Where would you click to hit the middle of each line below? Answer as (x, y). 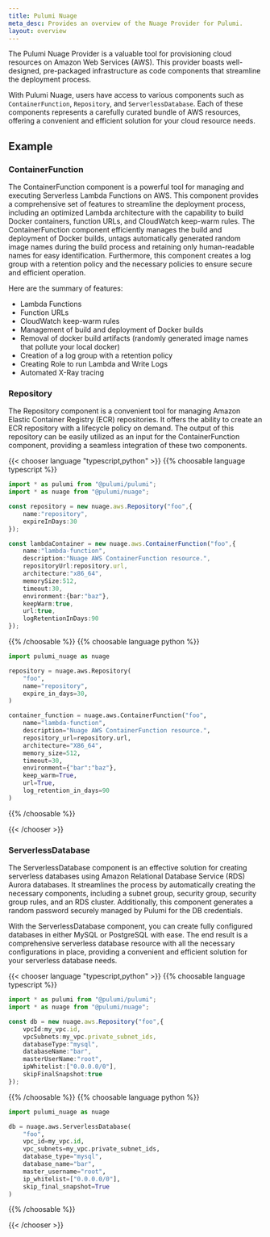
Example (31, 146)
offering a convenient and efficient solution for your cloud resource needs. (132, 121)
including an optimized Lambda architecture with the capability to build (126, 213)
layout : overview (37, 31)
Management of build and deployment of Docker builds (112, 330)
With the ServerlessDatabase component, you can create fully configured (131, 926)
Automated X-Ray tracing (62, 373)
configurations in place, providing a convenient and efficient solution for (128, 952)
